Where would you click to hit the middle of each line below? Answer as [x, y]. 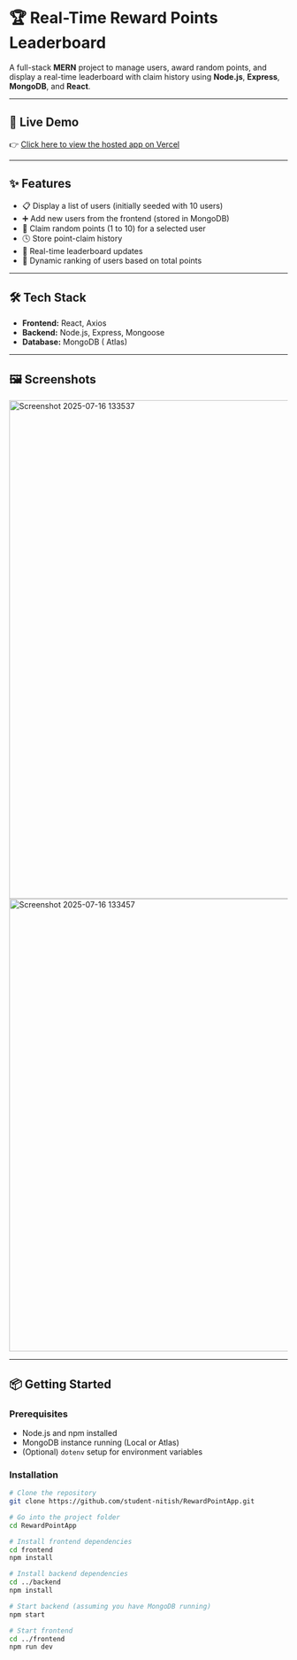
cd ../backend [35, 1582]
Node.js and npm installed [69, 1432]
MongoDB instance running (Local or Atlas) [100, 1442]
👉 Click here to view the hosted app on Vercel [94, 144]
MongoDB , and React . [50, 86]
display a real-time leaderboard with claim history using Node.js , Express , [145, 76]
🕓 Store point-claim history [72, 238]
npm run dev [31, 1647]
